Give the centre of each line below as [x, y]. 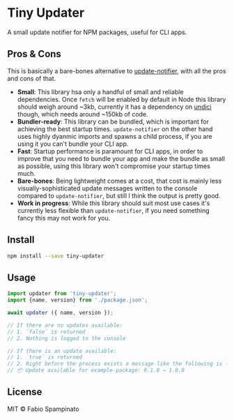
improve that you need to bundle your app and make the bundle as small [121, 158]
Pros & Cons [34, 54]
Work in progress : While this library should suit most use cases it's [114, 203]
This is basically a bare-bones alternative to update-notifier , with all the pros [117, 70]
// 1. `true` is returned [45, 357]
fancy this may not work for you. [64, 218]
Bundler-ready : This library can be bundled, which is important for [113, 121]
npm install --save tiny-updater [56, 256]
